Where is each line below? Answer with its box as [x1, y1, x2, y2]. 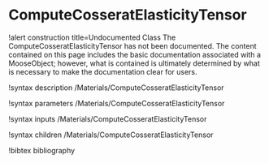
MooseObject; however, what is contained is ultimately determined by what [8, 58, 260, 68]
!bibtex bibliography [8, 145, 76, 155]
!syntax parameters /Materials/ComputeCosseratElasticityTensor [8, 98, 225, 108]
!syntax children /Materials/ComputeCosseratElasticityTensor [8, 130, 214, 139]
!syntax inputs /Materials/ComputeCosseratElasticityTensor [8, 114, 207, 123]
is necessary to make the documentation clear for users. [8, 66, 197, 76]
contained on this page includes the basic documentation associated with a [8, 49, 262, 59]
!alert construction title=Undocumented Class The [8, 32, 176, 42]
